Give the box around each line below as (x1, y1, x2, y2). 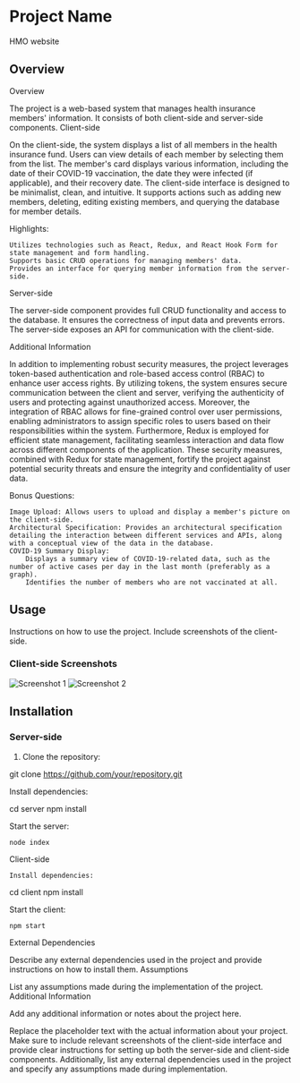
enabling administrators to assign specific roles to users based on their (9, 415, 271, 426)
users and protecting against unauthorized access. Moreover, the (9, 397, 251, 407)
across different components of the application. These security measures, (9, 444, 283, 455)
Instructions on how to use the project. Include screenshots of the (9, 626, 253, 636)
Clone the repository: (21, 751, 101, 762)
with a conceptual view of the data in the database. (9, 539, 215, 548)
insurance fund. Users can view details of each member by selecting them (9, 149, 284, 159)
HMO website (9, 36, 60, 47)
